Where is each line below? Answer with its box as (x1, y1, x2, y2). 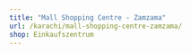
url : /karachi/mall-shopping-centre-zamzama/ (9, 22, 182, 31)
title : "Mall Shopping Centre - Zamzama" (9, 13, 167, 22)
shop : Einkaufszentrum (9, 30, 94, 39)
